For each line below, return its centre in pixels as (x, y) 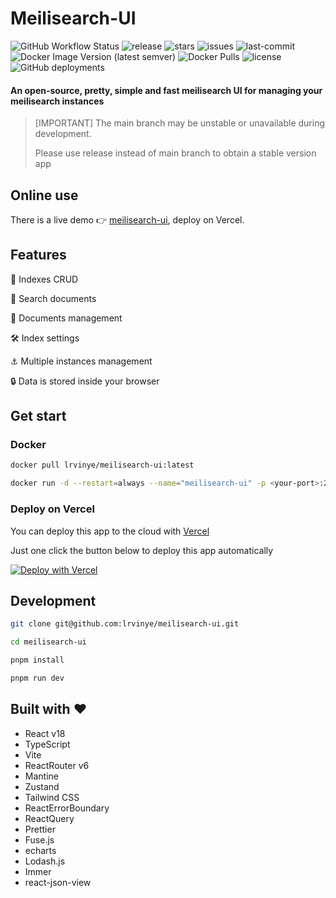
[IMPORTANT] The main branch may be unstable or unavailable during (180, 123)
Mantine (41, 776)
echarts (40, 850)
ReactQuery (49, 818)
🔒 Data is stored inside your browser (85, 381)
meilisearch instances (57, 101)
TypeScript (47, 744)
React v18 (45, 733)
